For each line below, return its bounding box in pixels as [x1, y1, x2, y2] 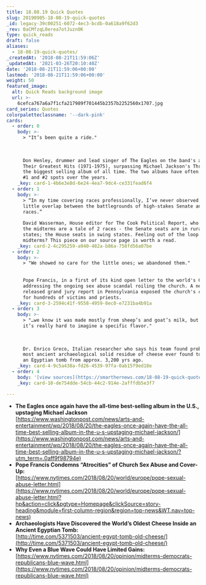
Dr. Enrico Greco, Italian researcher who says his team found [22, 346, 188, 352]
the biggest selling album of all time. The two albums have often [22, 169, 199, 175]
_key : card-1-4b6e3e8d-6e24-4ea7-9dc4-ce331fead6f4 [17, 180, 152, 187]
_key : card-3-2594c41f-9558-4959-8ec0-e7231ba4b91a [17, 300, 152, 306]
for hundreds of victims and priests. [22, 294, 122, 301]
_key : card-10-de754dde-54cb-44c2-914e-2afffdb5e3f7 [17, 380, 155, 386]
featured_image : [6, 83, 48, 90]
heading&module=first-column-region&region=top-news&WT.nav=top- [15, 506, 195, 514]
